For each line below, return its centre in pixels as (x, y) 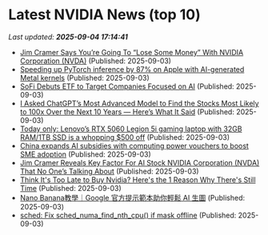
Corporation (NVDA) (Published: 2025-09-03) (96, 61)
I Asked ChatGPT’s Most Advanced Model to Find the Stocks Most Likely (139, 103)
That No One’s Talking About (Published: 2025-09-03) (109, 171)
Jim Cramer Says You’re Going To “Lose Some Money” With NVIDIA (132, 52)
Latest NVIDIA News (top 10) (105, 15)
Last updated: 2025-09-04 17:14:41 (68, 37)
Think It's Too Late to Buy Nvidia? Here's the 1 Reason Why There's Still (138, 179)
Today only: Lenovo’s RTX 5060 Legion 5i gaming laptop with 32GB (131, 129)
